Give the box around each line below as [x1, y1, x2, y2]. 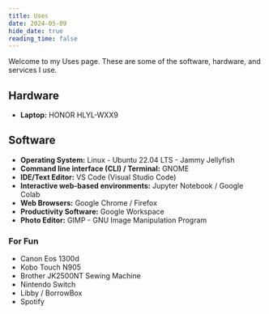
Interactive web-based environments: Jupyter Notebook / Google [19, 180, 244, 190]
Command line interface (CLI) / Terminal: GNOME [19, 163, 190, 173]
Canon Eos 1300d [19, 254, 79, 264]
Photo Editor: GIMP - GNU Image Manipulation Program [19, 215, 207, 225]
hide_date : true [8, 27, 63, 35]
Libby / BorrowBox [19, 288, 83, 298]
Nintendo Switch [19, 280, 76, 290]
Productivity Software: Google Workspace [19, 206, 164, 216]
